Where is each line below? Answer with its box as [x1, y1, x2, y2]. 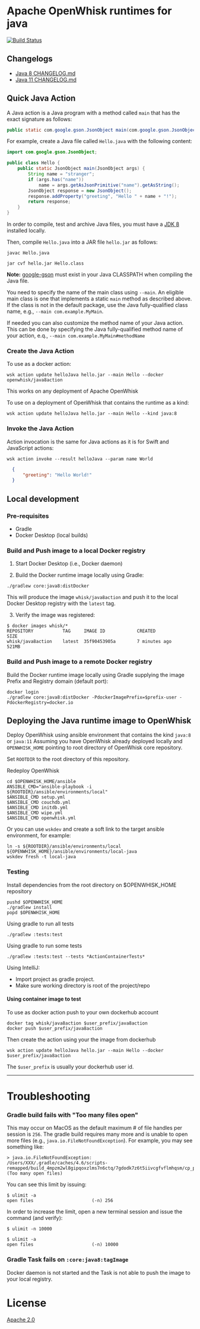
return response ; [28, 198, 71, 205]
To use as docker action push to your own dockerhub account [7, 1008, 159, 1016]
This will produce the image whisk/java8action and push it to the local [7, 594, 179, 601]
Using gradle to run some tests [7, 942, 82, 949]
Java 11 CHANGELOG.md [15, 76, 77, 83]
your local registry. [7, 1275, 53, 1283]
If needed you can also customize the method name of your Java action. [7, 319, 184, 327]
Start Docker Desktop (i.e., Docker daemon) [15, 560, 123, 567]
